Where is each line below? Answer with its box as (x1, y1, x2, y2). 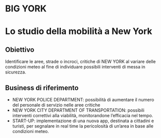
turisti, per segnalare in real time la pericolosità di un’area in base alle (12, 123, 154, 129)
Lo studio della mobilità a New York (5, 26, 153, 37)
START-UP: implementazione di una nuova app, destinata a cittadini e (12, 118, 155, 124)
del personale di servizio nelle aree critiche (12, 102, 101, 108)
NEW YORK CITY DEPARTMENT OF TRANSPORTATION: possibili (12, 107, 145, 113)
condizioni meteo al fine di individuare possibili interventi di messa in (5, 64, 145, 70)
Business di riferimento (5, 83, 79, 92)
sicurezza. (5, 69, 26, 75)
